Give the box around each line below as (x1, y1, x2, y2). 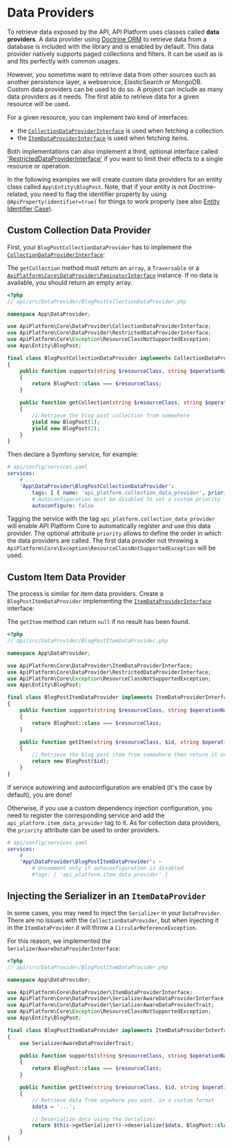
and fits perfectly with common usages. (7, 57, 120, 65)
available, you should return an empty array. (7, 278, 133, 286)
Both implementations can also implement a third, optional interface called (7, 147, 219, 155)
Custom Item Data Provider (7, 571, 126, 583)
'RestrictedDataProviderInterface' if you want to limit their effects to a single (7, 154, 223, 163)
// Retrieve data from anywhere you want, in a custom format (32, 1096, 215, 1104)
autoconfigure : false (32, 502, 95, 509)
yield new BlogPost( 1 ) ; (32, 418, 100, 425)
